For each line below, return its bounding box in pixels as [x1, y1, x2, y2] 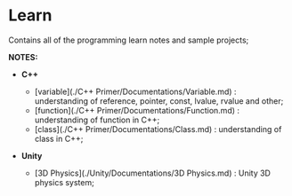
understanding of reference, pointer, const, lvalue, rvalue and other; [34, 95, 284, 106]
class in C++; [34, 133, 84, 144]
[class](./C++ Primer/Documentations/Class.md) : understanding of [34, 123, 282, 134]
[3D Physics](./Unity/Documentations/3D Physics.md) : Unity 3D [34, 168, 271, 178]
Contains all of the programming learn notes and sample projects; [8, 35, 249, 45]
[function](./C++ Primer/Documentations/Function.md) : [34, 105, 240, 115]
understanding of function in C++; [34, 114, 160, 125]
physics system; [34, 176, 94, 187]
